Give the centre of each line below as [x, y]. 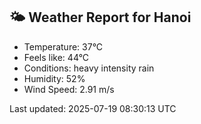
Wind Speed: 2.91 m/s [69, 89]
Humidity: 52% [54, 78]
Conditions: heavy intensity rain [89, 68]
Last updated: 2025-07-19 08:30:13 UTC [93, 108]
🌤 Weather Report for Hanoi [100, 17]
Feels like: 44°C [56, 57]
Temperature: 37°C [63, 46]
